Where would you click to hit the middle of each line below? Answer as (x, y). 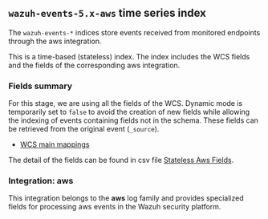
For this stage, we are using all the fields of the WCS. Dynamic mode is (126, 103)
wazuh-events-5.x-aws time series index (107, 13)
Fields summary (41, 86)
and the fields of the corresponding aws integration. (94, 65)
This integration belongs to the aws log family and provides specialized (126, 198)
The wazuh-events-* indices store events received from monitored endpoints (134, 32)
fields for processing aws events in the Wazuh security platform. (115, 207)
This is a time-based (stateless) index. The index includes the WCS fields (129, 56)
